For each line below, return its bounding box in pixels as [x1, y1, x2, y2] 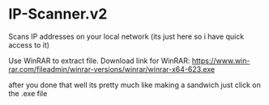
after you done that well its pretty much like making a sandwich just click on [8, 80, 262, 90]
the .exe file [8, 88, 48, 98]
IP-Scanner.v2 [8, 5, 108, 23]
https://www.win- [191, 56, 250, 65]
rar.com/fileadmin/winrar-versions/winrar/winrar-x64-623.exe [8, 64, 216, 73]
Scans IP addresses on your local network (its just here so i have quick [8, 31, 245, 41]
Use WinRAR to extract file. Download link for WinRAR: [8, 56, 190, 65]
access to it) [8, 40, 50, 49]
